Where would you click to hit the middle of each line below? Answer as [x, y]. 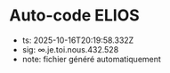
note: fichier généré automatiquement [92, 59]
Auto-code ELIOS [74, 16]
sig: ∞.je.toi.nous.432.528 [70, 49]
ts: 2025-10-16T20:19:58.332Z [78, 40]
